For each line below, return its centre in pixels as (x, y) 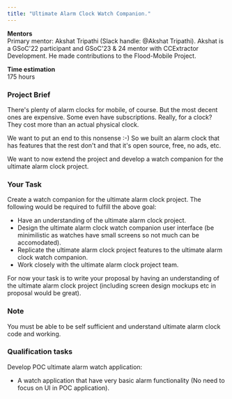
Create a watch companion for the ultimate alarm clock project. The (104, 200)
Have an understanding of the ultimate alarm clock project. (102, 221)
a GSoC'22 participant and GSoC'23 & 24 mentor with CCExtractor (103, 48)
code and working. (34, 334)
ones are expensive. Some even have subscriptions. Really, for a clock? (110, 117)
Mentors (20, 33)
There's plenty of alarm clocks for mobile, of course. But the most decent (113, 109)
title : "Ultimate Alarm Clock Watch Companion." (79, 14)
